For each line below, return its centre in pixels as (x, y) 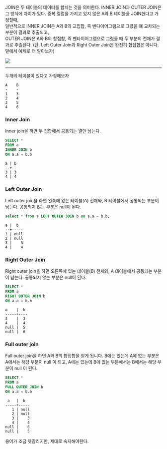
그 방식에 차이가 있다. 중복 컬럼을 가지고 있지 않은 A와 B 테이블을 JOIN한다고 (79, 13)
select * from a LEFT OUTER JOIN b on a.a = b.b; (58, 216)
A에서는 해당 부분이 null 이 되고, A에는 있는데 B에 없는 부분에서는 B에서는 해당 (81, 362)
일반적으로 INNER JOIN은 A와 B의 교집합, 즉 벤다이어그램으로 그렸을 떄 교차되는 (83, 26)
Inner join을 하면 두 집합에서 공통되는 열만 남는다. (53, 131)
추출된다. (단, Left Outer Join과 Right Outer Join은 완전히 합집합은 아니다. (86, 45)
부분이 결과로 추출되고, (27, 32)
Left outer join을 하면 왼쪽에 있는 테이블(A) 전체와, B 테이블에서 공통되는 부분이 (82, 201)
